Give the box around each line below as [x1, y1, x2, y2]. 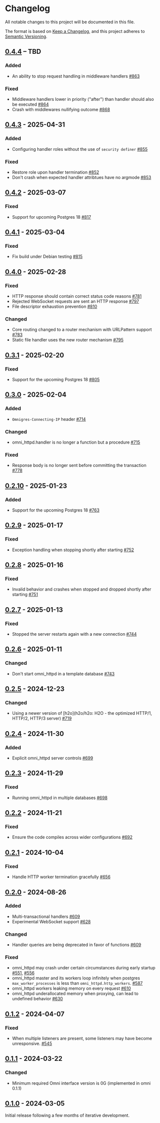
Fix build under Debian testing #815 [12, 254, 83, 259]
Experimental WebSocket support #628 [12, 918, 91, 924]
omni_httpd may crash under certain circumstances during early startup [12, 965, 156, 971]
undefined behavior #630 [12, 996, 63, 1002]
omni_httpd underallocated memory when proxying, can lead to [12, 991, 139, 996]
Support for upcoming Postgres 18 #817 [12, 214, 91, 220]
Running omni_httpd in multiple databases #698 [12, 795, 108, 801]
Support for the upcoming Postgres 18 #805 [12, 376, 100, 382]
